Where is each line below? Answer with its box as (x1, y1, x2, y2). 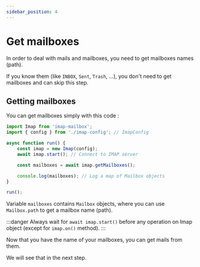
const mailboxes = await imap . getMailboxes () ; (17, 162, 136, 168)
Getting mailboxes (6, 96, 76, 106)
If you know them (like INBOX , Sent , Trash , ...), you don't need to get (6, 73, 172, 80)
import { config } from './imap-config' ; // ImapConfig (6, 130, 149, 136)
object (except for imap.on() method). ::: (6, 224, 106, 232)
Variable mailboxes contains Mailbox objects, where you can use (6, 200, 165, 208)
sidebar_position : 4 (6, 8, 58, 15)
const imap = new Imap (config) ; (17, 146, 98, 152)
